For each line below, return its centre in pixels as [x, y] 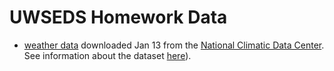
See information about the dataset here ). [107, 55]
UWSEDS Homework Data [118, 17]
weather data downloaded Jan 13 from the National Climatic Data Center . [174, 45]
